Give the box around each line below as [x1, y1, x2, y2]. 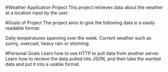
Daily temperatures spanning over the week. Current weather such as [5, 35, 152, 41]
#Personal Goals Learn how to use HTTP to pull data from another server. [5, 51, 160, 56]
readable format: [5, 25, 41, 31]
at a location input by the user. [5, 10, 69, 16]
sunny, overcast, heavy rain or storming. [5, 40, 90, 46]
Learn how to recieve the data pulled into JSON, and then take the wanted [5, 56, 161, 62]
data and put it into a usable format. [5, 61, 81, 67]
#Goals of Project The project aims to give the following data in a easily [5, 20, 155, 26]
